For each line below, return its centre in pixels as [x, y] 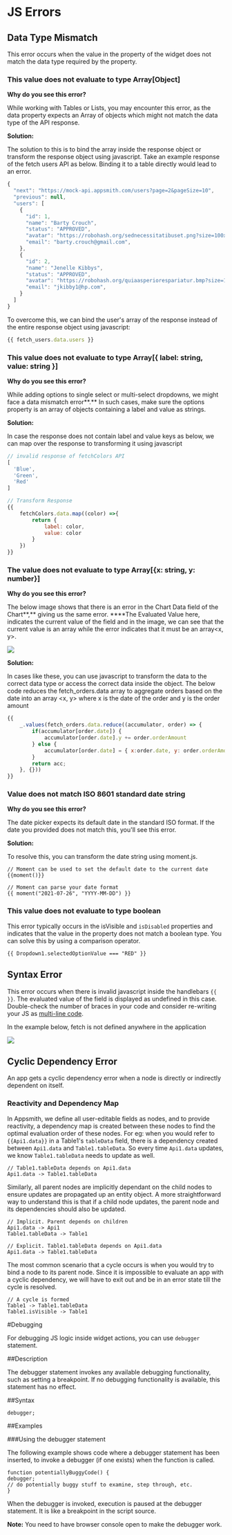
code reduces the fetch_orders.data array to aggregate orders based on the [115, 691]
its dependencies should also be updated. [67, 1209]
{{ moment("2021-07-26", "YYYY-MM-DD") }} [69, 893]
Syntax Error [35, 975]
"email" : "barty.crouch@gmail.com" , [78, 242]
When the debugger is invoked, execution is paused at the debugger [105, 1503]
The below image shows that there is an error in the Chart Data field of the [113, 607]
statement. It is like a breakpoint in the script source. [82, 1511]
